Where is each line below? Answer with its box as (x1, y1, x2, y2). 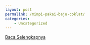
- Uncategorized (14, 21, 48, 26)
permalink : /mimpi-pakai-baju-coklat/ (5, 12, 85, 17)
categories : (5, 16, 30, 21)
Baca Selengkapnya (5, 34, 46, 40)
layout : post (5, 7, 32, 12)
